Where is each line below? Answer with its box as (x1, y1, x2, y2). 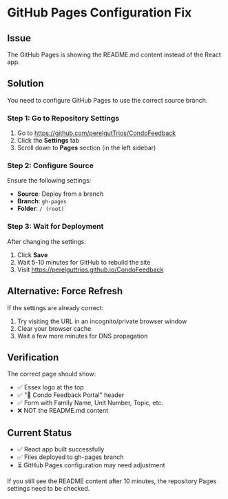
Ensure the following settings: (7, 176, 92, 185)
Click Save (17, 250, 48, 259)
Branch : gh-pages (17, 197, 67, 205)
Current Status (7, 427, 72, 438)
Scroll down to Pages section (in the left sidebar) (17, 143, 156, 152)
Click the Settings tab (17, 136, 80, 145)
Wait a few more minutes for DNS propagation (17, 332, 148, 340)
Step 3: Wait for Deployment (7, 222, 104, 232)
